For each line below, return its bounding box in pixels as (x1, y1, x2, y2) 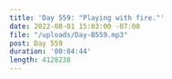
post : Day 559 (9, 38, 64, 48)
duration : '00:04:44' (9, 47, 92, 56)
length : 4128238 (9, 55, 71, 64)
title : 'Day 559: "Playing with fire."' (9, 13, 166, 23)
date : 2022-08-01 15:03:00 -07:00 (9, 22, 141, 31)
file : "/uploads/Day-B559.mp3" (9, 30, 128, 39)
